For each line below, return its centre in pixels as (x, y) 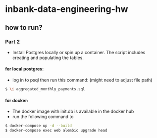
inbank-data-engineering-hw (67, 9)
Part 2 (13, 42)
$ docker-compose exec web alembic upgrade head (56, 131)
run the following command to (43, 117)
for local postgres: (25, 69)
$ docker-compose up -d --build (38, 126)
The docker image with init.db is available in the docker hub (73, 111)
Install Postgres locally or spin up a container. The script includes (79, 52)
